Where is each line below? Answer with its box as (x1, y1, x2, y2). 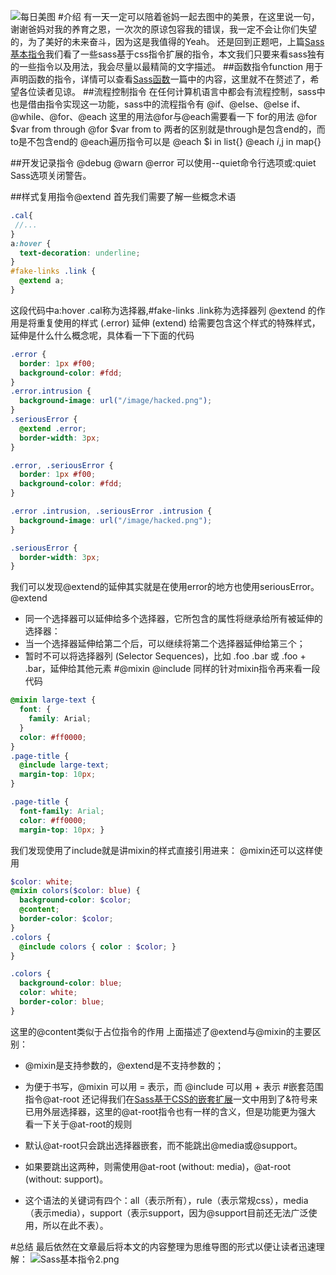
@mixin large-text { (10, 695, 97, 705)
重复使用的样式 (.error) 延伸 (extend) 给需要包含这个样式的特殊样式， (36, 316, 321, 329)
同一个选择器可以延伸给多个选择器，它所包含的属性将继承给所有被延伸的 (24, 613, 323, 625)
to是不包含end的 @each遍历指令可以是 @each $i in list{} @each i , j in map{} (10, 136, 322, 147)
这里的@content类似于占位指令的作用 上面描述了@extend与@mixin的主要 (10, 1025, 313, 1037)
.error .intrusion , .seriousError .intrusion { (10, 506, 213, 516)
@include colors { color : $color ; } (19, 941, 177, 952)
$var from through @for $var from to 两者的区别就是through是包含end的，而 (10, 123, 326, 135)
